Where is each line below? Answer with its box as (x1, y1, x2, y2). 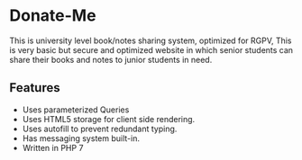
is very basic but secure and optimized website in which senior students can (9, 44, 294, 55)
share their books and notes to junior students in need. (9, 54, 213, 65)
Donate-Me (9, 5, 96, 26)
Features (9, 80, 60, 95)
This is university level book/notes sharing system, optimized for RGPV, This (9, 35, 292, 46)
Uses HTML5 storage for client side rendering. (22, 113, 196, 124)
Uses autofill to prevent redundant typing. (22, 123, 178, 134)
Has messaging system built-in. (22, 132, 140, 144)
